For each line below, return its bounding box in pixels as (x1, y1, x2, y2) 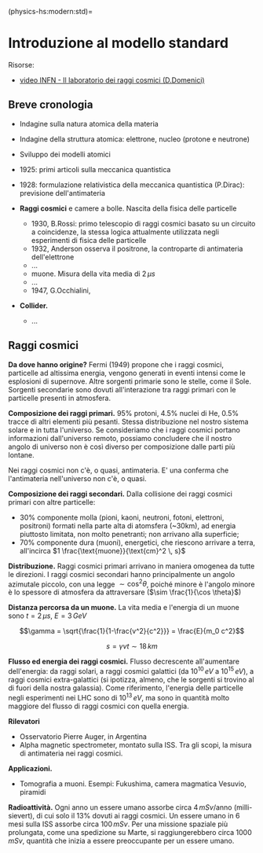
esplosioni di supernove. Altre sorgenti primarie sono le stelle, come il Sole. (8, 377, 251, 386)
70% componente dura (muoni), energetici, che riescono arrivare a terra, (19, 538, 256, 547)
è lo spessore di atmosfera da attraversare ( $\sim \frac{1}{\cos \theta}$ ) (8, 587, 242, 597)
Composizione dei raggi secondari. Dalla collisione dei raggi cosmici (8, 489, 233, 498)
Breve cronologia (8, 98, 93, 112)
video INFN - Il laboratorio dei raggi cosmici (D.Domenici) (19, 75, 206, 85)
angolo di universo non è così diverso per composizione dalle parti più (8, 442, 236, 451)
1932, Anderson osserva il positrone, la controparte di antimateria (31, 244, 243, 253)
